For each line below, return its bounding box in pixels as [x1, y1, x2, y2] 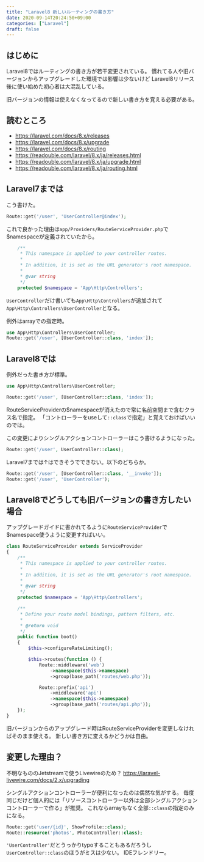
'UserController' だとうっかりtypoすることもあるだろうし [6, 841, 152, 849]
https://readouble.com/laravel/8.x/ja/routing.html [15, 164, 138, 172]
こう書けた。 [6, 201, 38, 208]
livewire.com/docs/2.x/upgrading [6, 776, 90, 783]
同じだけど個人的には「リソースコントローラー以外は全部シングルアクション [6, 796, 198, 804]
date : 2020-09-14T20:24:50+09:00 [6, 15, 91, 21]
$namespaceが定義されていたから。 [6, 233, 98, 240]
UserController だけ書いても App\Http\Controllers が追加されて [6, 297, 163, 304]
